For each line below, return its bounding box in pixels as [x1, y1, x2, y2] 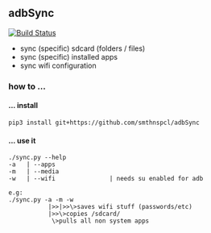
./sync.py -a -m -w [8, 196, 74, 204]
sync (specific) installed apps [19, 52, 118, 61]
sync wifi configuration [19, 60, 97, 70]
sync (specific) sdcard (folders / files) [19, 44, 146, 53]
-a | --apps [8, 160, 56, 169]
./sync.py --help [8, 153, 67, 162]
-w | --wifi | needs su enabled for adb [8, 175, 204, 183]
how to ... [8, 81, 46, 92]
